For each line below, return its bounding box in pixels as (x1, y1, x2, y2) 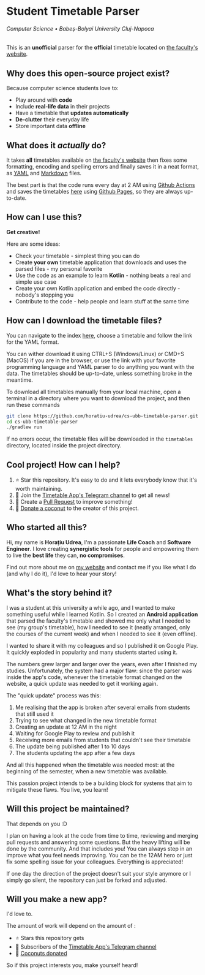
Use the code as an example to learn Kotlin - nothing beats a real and (15, 271, 191, 279)
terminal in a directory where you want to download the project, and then (6, 394, 190, 402)
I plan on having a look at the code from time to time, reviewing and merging (6, 832, 199, 839)
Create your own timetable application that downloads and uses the (15, 259, 187, 266)
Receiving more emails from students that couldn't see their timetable (15, 736, 191, 743)
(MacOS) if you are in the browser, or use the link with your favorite (6, 357, 176, 364)
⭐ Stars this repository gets (15, 935, 84, 942)
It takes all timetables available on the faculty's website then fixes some (6, 156, 188, 164)
